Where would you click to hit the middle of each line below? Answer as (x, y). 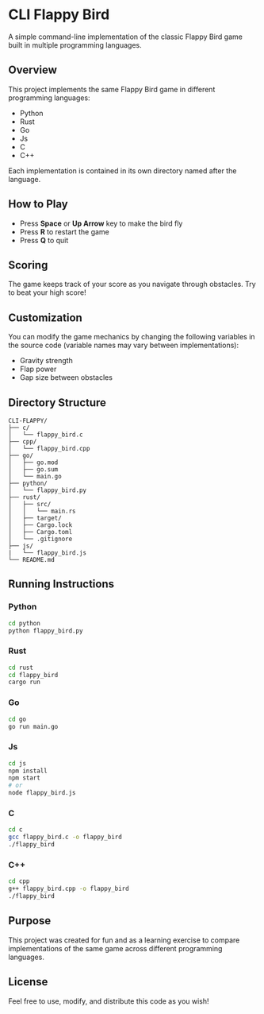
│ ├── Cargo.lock (40, 525)
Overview (33, 70)
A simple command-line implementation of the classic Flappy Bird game (126, 37)
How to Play (38, 204)
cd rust (21, 668)
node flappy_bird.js (42, 793)
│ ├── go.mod (33, 462)
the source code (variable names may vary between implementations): (124, 345)
